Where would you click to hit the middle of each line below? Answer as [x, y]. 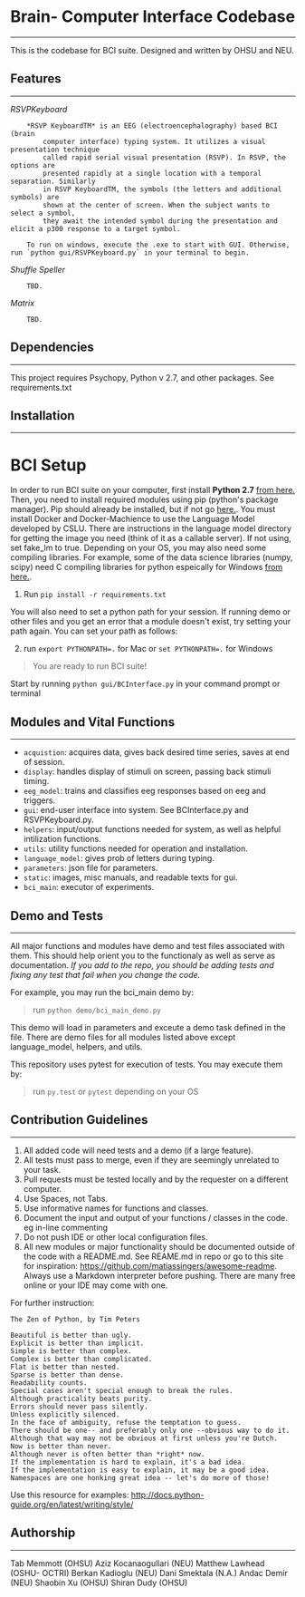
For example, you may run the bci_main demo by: [102, 992]
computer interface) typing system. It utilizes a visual [154, 141]
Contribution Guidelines [79, 1120]
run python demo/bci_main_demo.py [97, 1010]
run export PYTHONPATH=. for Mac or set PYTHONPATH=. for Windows [148, 649]
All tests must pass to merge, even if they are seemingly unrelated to [151, 1160]
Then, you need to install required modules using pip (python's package [144, 499]
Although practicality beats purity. [81, 1399]
